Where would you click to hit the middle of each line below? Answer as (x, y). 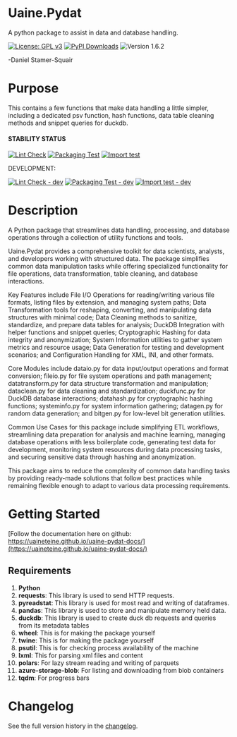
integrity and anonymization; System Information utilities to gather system (115, 340)
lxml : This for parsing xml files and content (80, 655)
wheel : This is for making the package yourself (87, 633)
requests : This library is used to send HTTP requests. (96, 595)
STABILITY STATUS (37, 139)
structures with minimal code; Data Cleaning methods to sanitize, (103, 317)
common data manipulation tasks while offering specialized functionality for (118, 267)
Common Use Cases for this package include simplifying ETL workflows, (114, 427)
